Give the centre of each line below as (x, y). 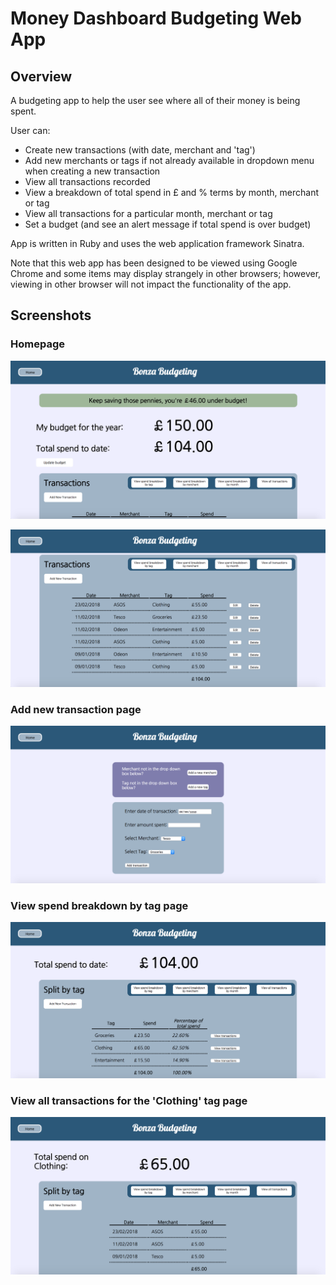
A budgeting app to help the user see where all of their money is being (155, 100)
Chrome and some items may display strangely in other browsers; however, (166, 273)
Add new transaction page (76, 709)
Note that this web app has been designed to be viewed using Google (154, 263)
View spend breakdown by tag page (99, 905)
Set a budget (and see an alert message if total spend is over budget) (168, 224)
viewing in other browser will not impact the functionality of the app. (151, 284)
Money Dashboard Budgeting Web (156, 18)
